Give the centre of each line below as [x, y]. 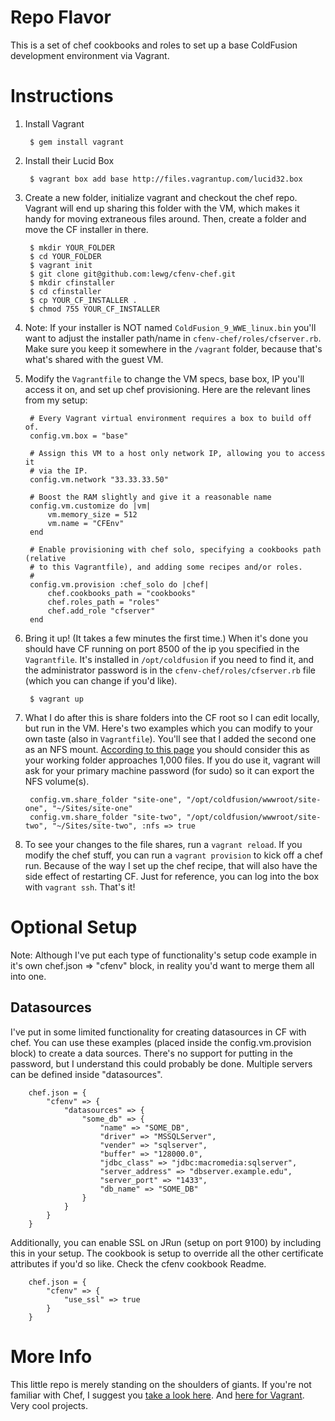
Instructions [62, 96]
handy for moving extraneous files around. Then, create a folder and [165, 218]
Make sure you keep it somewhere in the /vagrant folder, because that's [173, 348]
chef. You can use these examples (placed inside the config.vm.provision [161, 1042]
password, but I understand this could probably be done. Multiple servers [161, 1063]
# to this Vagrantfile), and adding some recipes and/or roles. [166, 567]
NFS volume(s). [57, 781]
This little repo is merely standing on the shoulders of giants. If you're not [161, 1384]
